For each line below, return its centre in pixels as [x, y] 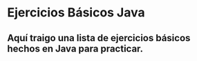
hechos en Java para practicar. [75, 48]
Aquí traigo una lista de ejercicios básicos [99, 38]
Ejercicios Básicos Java [76, 13]
